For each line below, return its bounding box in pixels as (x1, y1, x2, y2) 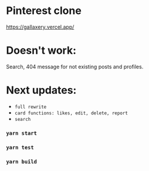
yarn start (6, 130, 37, 137)
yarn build (6, 158, 37, 165)
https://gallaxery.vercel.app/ (6, 23, 74, 30)
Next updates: (6, 83, 77, 97)
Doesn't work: (6, 44, 76, 57)
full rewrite (14, 104, 47, 110)
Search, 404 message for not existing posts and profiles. (6, 63, 144, 70)
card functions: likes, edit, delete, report (14, 110, 128, 116)
